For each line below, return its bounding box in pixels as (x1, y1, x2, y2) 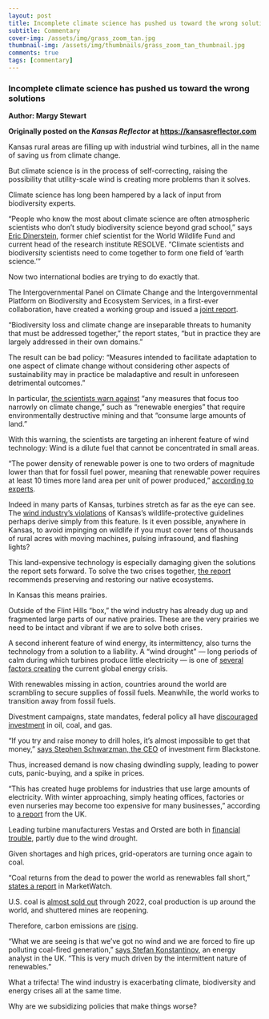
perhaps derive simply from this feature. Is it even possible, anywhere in (8, 517, 247, 527)
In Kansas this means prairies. (8, 590, 108, 600)
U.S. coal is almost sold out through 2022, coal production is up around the (8, 897, 256, 907)
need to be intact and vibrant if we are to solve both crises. (8, 623, 203, 632)
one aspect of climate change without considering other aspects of (8, 361, 230, 371)
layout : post (8, 11, 52, 20)
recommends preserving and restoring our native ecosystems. (8, 575, 215, 584)
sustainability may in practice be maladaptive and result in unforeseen (8, 370, 239, 379)
